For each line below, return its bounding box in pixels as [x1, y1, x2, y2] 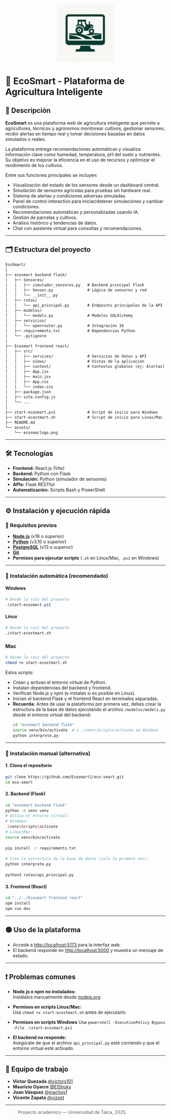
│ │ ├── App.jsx [5, 369, 49, 374]
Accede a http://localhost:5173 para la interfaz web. [12, 941, 121, 948]
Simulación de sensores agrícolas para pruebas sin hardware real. [12, 187, 152, 193]
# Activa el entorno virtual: [5, 814, 70, 819]
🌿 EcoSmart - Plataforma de [5, 75, 125, 87]
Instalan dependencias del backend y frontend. [12, 685, 112, 691]
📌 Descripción [5, 106, 51, 115]
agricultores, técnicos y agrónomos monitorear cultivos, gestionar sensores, [5, 125, 165, 131]
